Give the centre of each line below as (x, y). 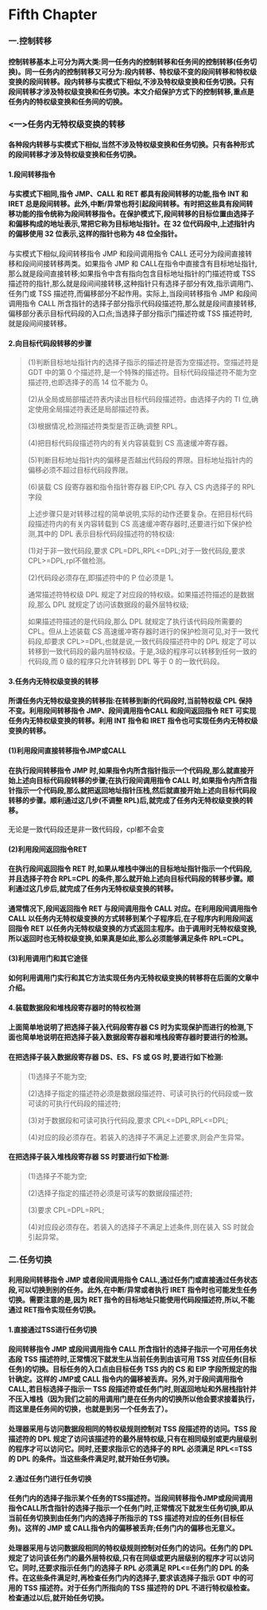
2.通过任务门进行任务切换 (50, 1478)
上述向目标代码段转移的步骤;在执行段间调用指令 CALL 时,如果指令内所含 (132, 780)
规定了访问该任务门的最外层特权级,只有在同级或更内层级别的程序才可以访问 (131, 1557)
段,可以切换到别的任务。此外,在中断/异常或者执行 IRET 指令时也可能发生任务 (133, 1290)
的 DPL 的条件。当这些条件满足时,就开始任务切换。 (91, 1459)
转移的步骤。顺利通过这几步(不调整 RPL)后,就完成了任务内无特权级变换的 (127, 800)
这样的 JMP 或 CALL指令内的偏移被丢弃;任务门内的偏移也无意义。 (132, 1528)
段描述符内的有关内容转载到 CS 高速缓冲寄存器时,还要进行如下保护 (136, 524)
